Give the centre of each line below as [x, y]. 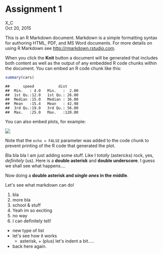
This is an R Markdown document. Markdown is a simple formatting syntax [81, 38]
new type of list [28, 230]
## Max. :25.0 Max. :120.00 [42, 112]
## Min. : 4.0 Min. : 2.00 [42, 91]
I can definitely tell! [31, 221]
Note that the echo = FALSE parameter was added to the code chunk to [77, 140]
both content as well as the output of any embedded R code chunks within [81, 63]
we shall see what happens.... [35, 166]
